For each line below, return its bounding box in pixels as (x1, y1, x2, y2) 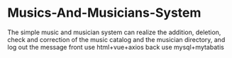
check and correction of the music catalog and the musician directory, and (7, 35, 226, 43)
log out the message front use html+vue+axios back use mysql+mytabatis (7, 43, 225, 51)
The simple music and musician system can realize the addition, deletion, (7, 28, 221, 36)
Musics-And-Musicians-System (7, 5, 201, 21)
